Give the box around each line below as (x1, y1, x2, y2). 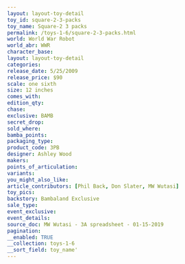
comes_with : (7, 93, 41, 100)
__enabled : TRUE (7, 234, 53, 241)
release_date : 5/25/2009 (7, 67, 78, 74)
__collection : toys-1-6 (7, 240, 75, 247)
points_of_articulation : (7, 163, 78, 170)
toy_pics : (7, 189, 36, 196)
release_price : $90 (7, 74, 63, 81)
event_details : (7, 214, 51, 221)
